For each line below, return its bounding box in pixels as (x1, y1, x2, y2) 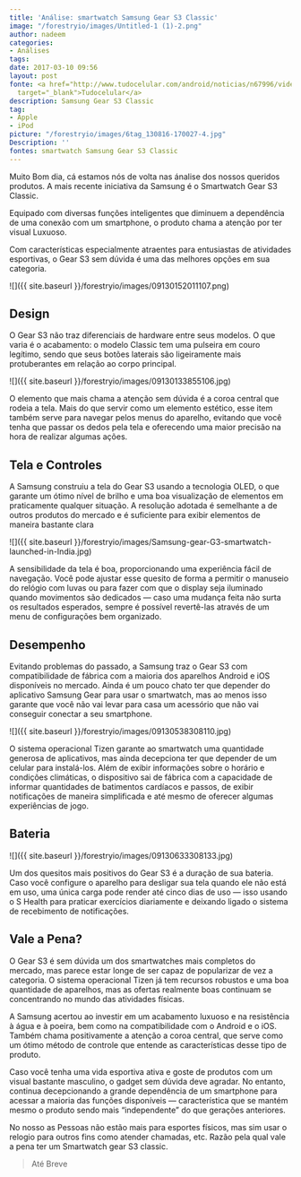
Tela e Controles (9, 457, 103, 472)
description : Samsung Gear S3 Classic (9, 96, 154, 106)
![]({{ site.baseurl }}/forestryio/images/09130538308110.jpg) (9, 726, 232, 737)
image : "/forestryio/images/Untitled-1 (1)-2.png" (9, 22, 202, 30)
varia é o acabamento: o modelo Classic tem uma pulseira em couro (9, 340, 261, 351)
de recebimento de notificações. (9, 905, 130, 916)
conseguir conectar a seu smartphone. (9, 709, 153, 720)
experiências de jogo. (9, 801, 90, 811)
